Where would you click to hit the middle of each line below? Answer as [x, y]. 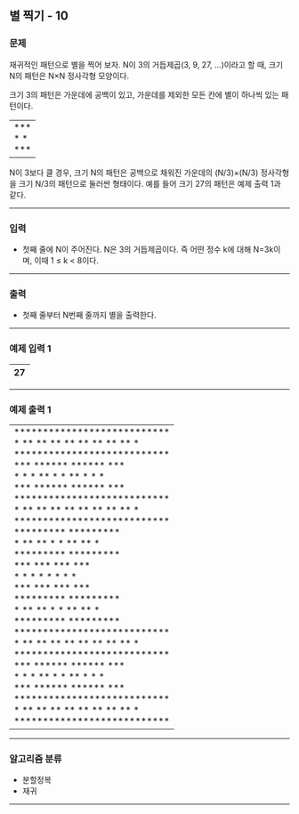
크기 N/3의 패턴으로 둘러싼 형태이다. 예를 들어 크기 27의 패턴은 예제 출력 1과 [150, 183]
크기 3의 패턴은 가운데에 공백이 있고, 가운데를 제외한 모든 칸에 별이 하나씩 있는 [144, 94]
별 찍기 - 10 [39, 16]
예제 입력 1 [30, 349]
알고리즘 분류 [36, 759]
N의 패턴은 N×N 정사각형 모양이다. [69, 76]
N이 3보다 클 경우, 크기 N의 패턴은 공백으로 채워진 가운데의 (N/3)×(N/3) [134, 173]
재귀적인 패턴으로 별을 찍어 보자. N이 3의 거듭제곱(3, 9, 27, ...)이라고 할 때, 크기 [146, 64]
